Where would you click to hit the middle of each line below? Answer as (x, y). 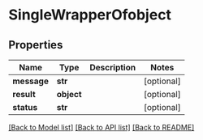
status (25, 107)
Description (113, 68)
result (24, 94)
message (30, 81)
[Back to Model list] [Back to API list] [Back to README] (101, 127)
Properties (36, 45)
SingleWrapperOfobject (90, 15)
